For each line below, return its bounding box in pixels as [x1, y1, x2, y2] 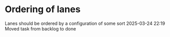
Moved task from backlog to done [5, 25, 76, 31]
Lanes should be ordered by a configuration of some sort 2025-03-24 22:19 [5, 20, 165, 26]
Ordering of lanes [5, 4, 81, 15]
